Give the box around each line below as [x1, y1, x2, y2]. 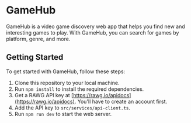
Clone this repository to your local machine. [14, 79, 120, 86]
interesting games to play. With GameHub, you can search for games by [6, 29, 179, 36]
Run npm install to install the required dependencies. [14, 86, 144, 93]
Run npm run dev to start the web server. [14, 110, 112, 117]
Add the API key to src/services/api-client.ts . [14, 104, 130, 111]
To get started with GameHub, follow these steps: [6, 68, 126, 75]
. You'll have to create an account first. [74, 98, 168, 105]
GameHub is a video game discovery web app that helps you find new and [6, 23, 185, 30]
